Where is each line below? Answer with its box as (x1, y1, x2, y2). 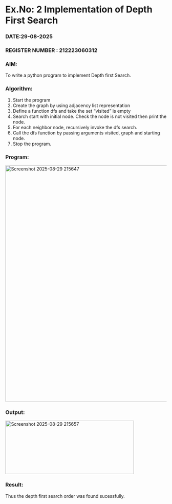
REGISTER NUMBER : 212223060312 (5, 47, 98, 54)
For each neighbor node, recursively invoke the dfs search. (12, 124, 137, 130)
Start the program (12, 97, 51, 103)
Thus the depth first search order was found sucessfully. (5, 493, 125, 499)
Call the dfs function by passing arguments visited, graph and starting (12, 130, 160, 136)
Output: (5, 408, 25, 415)
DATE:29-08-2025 (5, 33, 53, 40)
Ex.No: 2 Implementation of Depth (5, 4, 153, 15)
